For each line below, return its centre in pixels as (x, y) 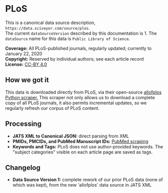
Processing (23, 124)
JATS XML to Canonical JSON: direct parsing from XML (71, 136)
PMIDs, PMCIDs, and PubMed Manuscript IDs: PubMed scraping (80, 141)
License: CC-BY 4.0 (26, 64)
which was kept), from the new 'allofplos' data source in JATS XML (82, 185)
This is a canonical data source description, (50, 23)
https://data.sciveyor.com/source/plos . (48, 28)
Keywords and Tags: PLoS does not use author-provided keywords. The (88, 146)
